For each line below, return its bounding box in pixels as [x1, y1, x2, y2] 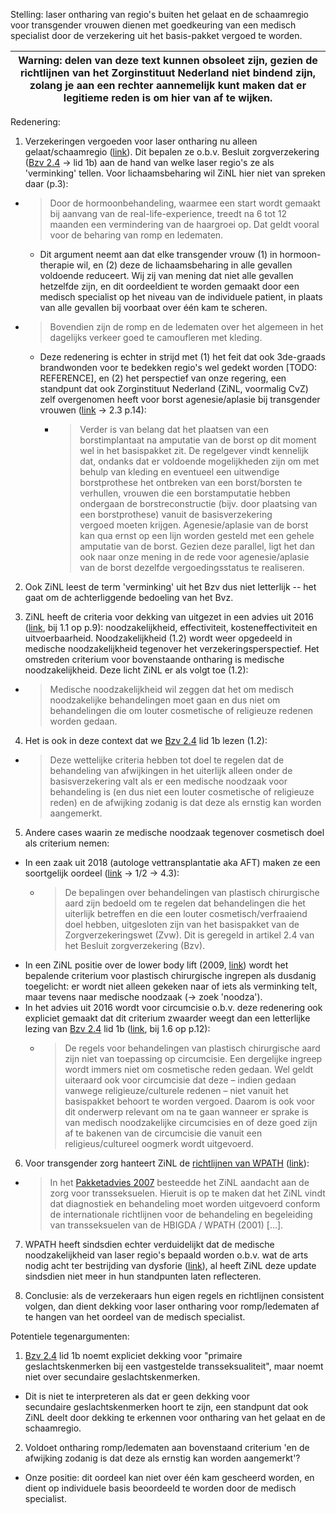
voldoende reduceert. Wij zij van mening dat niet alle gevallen [39, 270, 294, 281]
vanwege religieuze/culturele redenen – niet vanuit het [64, 1085, 289, 1096]
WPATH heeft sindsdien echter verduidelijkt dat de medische [24, 1239, 275, 1250]
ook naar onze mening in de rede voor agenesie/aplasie [79, 551, 310, 563]
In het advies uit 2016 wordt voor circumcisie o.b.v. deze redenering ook [24, 1002, 323, 1013]
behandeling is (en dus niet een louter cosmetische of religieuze [49, 786, 315, 798]
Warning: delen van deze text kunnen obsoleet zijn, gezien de [18, 54, 318, 67]
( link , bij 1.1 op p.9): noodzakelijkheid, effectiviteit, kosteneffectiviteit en [24, 622, 318, 633]
